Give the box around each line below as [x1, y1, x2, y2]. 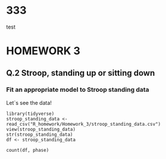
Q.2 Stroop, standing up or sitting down [6, 68, 155, 78]
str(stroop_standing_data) [6, 132, 73, 138]
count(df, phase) [6, 147, 49, 153]
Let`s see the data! [6, 99, 52, 106]
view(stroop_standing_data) [6, 126, 76, 132]
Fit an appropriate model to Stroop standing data [6, 86, 150, 94]
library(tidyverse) [6, 111, 55, 117]
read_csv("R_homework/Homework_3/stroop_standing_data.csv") [6, 121, 161, 127]
